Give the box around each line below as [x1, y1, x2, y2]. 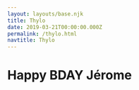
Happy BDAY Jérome [7, 67, 132, 84]
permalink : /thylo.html [7, 30, 78, 38]
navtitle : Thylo [7, 37, 55, 44]
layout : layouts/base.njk [7, 10, 83, 18]
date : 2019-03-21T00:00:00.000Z [7, 23, 102, 30]
